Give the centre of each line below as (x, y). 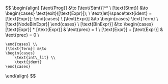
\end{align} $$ (21, 76)
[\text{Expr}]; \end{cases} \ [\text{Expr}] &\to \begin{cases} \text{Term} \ (82, 19)
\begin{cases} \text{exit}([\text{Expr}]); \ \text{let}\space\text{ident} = (79, 13)
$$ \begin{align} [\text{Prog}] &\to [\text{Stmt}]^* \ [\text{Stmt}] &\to (77, 8)
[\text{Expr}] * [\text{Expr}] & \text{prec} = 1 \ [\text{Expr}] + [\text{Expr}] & (84, 30)
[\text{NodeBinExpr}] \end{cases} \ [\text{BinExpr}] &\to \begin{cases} (79, 24)
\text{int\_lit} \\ (35, 58)
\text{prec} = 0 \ (22, 35)
